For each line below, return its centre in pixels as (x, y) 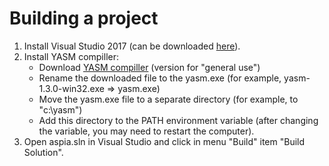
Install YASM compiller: (71, 56)
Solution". (43, 152)
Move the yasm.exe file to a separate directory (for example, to (168, 99)
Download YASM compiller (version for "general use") (149, 67)
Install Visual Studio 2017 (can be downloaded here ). (132, 46)
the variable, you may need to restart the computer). (146, 131)
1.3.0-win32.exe (71, 88)
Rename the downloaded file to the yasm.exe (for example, (160, 78)
